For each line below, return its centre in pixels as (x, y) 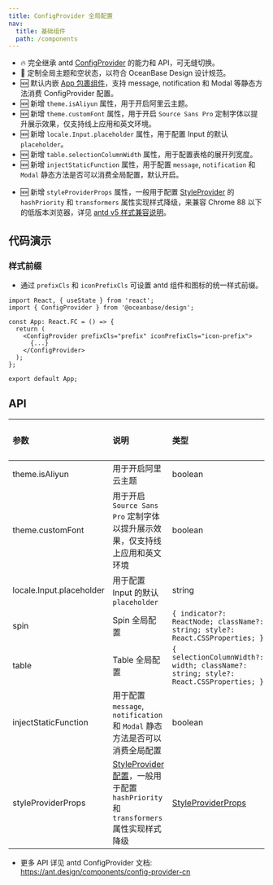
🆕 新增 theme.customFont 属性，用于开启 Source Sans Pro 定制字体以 (135, 114)
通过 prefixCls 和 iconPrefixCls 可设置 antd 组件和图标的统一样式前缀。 (141, 285)
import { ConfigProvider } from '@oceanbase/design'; (102, 307)
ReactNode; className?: (218, 621)
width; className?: (210, 665)
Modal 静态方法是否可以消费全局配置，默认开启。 (102, 175)
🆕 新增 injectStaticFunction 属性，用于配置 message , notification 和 (138, 164)
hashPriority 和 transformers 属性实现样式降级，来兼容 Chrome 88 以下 (141, 202)
